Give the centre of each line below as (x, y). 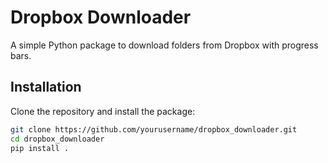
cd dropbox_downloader (57, 139)
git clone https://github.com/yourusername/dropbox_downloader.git (154, 129)
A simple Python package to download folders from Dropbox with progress (164, 45)
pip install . (40, 148)
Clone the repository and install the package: (103, 111)
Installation (46, 87)
